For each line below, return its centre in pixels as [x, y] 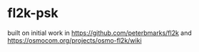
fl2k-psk [33, 13]
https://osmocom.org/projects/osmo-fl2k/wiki [75, 40]
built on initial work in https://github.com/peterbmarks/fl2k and [100, 33]
